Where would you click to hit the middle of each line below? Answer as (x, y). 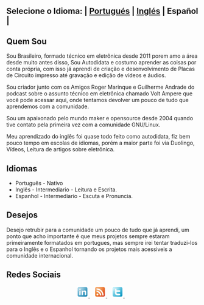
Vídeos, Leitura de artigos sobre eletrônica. (61, 149)
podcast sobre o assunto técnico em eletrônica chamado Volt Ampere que (100, 94)
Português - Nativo (39, 183)
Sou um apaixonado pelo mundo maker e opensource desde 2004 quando (100, 118)
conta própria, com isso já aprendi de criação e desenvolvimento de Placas (100, 69)
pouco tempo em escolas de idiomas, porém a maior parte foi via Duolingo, (100, 143)
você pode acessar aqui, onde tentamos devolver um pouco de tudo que (97, 100)
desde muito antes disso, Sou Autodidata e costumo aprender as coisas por (101, 63)
